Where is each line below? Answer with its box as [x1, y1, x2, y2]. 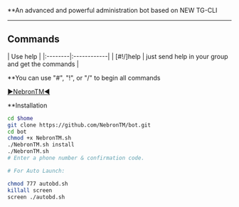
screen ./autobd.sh [7, 193, 65, 201]
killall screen [7, 186, 53, 194]
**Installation [7, 101, 48, 110]
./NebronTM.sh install [7, 142, 75, 149]
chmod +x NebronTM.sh [7, 134, 72, 142]
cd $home [7, 115, 33, 122]
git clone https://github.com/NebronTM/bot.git [7, 121, 152, 129]
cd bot [7, 128, 27, 135]
